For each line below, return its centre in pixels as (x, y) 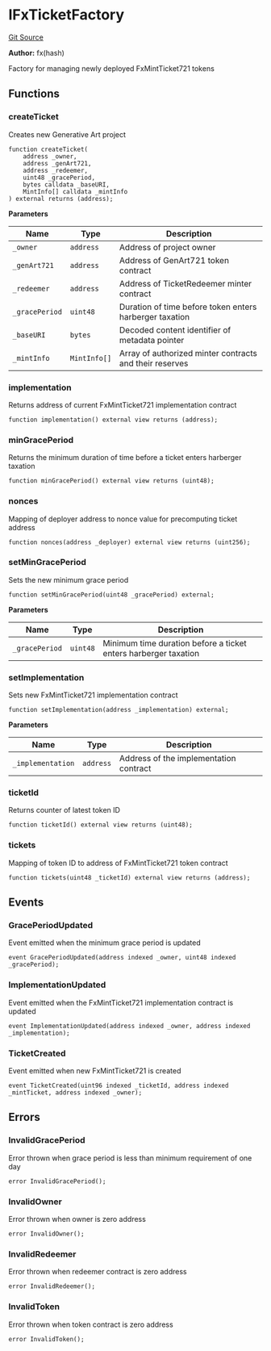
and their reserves (154, 363)
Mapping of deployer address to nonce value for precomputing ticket (123, 519)
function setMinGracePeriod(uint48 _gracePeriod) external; (112, 595)
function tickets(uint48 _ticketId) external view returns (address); (129, 877)
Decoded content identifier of (175, 330)
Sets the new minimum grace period (69, 579)
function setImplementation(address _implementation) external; (119, 710)
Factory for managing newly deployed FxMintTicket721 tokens (112, 68)
